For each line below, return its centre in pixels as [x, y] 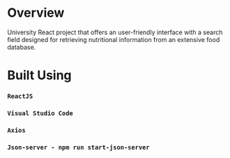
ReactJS [20, 96]
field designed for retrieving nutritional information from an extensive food [114, 39]
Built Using [39, 76]
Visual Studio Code [40, 113]
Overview [36, 13]
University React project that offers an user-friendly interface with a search [115, 32]
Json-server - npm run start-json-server [78, 147]
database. [22, 47]
